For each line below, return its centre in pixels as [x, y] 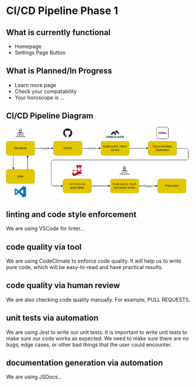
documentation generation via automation [85, 363]
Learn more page [35, 85]
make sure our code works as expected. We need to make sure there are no [97, 338]
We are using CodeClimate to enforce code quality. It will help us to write [94, 261]
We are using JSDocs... [34, 377]
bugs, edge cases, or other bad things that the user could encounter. [89, 344]
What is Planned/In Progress [59, 71]
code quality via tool [44, 247]
